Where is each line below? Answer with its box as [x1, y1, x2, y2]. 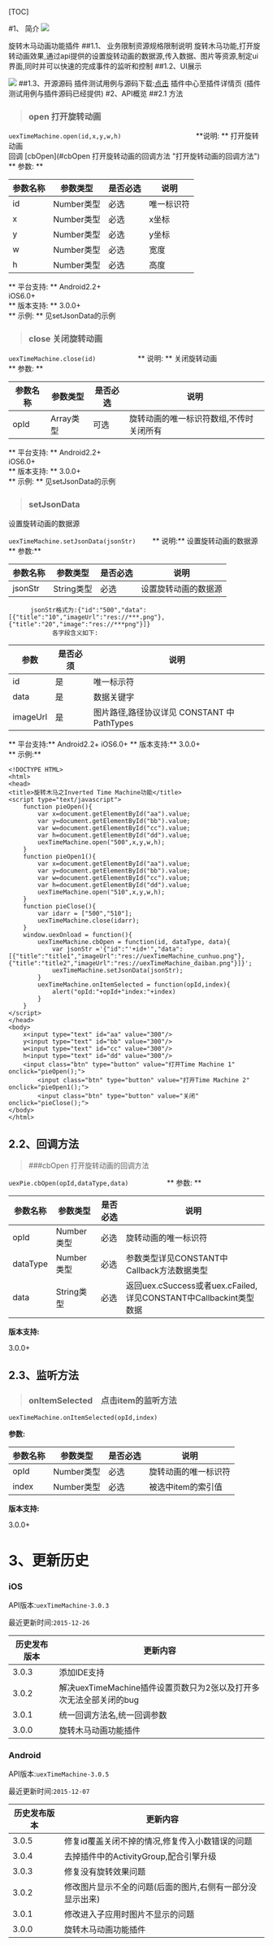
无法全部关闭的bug [67, 1694, 140, 1705]
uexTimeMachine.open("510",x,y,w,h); [37, 888, 165, 896]
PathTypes [93, 717, 134, 729]
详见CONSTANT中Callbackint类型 [125, 1292, 254, 1304]
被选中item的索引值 [149, 1482, 223, 1493]
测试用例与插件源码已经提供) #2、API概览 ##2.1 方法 [8, 89, 184, 98]
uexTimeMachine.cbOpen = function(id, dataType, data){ [37, 938, 231, 946]
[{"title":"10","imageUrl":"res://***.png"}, [8, 613, 165, 621]
